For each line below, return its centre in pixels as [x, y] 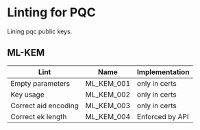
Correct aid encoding [45, 105]
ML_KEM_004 [108, 116]
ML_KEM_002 [108, 95]
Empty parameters [40, 83]
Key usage [27, 95]
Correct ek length [39, 116]
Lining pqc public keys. [40, 31]
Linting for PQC [51, 13]
